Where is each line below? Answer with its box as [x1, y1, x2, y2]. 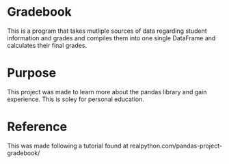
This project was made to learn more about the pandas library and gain [7, 87, 207, 96]
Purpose [7, 66, 57, 81]
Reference [7, 119, 67, 135]
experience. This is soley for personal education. [7, 95, 145, 103]
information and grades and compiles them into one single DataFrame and [7, 33, 216, 42]
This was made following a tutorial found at [7, 141, 129, 150]
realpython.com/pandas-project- [129, 141, 222, 150]
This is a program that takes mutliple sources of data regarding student [7, 27, 207, 35]
